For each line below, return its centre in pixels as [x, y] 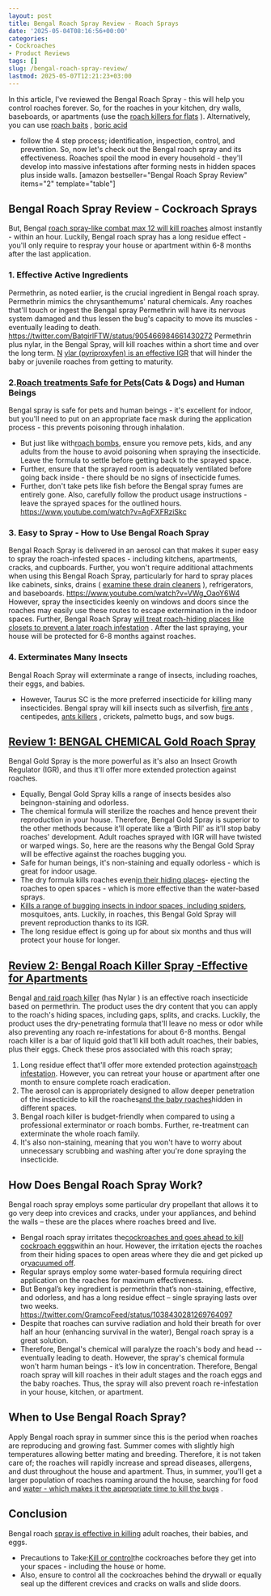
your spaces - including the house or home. [93, 1566]
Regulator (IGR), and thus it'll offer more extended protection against [123, 770]
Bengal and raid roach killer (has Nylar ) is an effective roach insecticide [128, 998]
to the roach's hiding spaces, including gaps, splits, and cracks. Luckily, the [134, 1015]
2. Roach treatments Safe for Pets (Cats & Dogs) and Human [127, 383]
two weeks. [39, 1306]
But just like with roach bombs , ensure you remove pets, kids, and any [136, 443]
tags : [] [23, 61]
